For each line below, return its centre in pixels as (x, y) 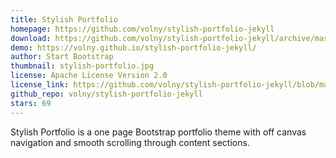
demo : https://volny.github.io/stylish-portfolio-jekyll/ (133, 47)
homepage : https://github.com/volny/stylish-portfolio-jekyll (142, 29)
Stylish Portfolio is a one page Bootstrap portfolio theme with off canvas (158, 132)
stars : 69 (31, 103)
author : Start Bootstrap (62, 57)
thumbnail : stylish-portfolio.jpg (82, 66)
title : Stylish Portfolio (64, 19)
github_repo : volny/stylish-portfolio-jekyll (106, 94)
